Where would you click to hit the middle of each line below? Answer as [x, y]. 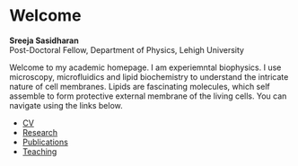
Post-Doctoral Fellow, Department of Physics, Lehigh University [127, 49]
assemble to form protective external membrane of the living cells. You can [148, 96]
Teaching [39, 151]
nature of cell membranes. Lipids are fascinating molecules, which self [140, 86]
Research [40, 132]
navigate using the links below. [66, 105]
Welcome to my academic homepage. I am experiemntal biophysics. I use [145, 67]
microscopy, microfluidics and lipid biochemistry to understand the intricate [149, 76]
